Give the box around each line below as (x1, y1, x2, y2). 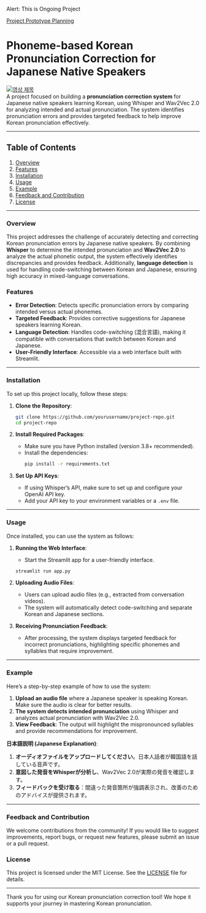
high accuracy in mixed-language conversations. (6, 272, 130, 280)
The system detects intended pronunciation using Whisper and (15, 707, 179, 715)
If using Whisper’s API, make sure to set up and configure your (24, 484, 183, 491)
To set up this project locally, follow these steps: (6, 390, 128, 397)
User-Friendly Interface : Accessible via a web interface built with (15, 349, 182, 356)
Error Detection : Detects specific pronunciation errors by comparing (15, 301, 189, 309)
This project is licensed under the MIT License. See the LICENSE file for (6, 869, 188, 877)
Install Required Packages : (15, 430, 85, 438)
